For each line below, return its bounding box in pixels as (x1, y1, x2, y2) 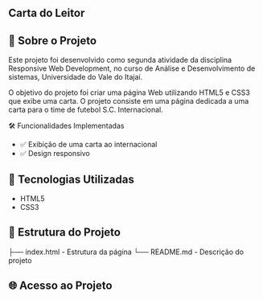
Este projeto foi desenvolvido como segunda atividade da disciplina (8, 55, 232, 65)
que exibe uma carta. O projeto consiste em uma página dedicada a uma (8, 97, 249, 106)
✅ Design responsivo (19, 149, 91, 158)
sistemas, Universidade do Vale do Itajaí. (8, 72, 143, 82)
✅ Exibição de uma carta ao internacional (19, 140, 158, 150)
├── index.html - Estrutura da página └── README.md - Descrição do (8, 247, 245, 257)
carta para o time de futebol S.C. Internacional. (8, 105, 163, 115)
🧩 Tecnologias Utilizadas (8, 172, 134, 186)
